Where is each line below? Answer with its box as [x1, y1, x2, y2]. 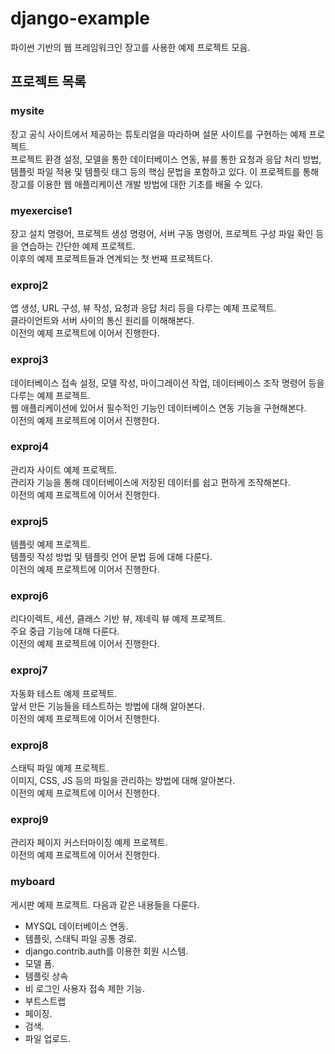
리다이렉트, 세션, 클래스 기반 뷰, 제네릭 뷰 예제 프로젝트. [10, 613, 226, 625]
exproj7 [10, 663, 48, 677]
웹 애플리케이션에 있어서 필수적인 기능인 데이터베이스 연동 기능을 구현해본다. [10, 402, 307, 414]
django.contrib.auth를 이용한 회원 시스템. [24, 945, 189, 957]
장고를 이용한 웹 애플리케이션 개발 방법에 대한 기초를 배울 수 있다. [10, 178, 264, 190]
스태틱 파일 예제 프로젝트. [10, 762, 110, 774]
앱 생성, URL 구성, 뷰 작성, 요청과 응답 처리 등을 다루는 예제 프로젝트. [10, 302, 277, 314]
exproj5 [10, 514, 49, 528]
